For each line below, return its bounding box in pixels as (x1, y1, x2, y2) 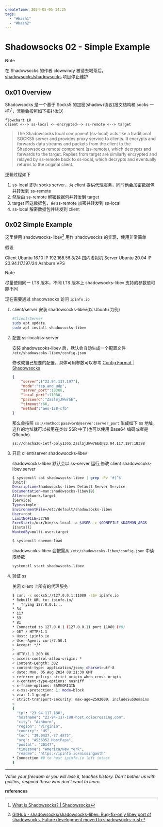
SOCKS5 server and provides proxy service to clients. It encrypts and (16, 136, 156, 141)
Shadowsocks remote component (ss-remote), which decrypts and (16, 146, 151, 152)
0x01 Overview (5, 88, 52, 96)
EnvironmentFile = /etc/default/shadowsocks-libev (12, 507, 113, 512)
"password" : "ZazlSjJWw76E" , (21, 397, 78, 402)
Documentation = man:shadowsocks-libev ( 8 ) (12, 489, 95, 494)
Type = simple (12, 502, 36, 507)
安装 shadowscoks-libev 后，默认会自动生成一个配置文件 (12, 345, 126, 351)
